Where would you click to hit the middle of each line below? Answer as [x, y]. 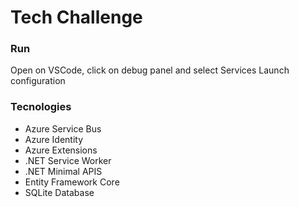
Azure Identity [54, 139]
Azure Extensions [61, 150]
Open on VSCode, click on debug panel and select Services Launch [150, 70]
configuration [38, 81]
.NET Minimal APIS [63, 171]
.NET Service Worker [68, 160]
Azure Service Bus [63, 128]
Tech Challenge [76, 17]
